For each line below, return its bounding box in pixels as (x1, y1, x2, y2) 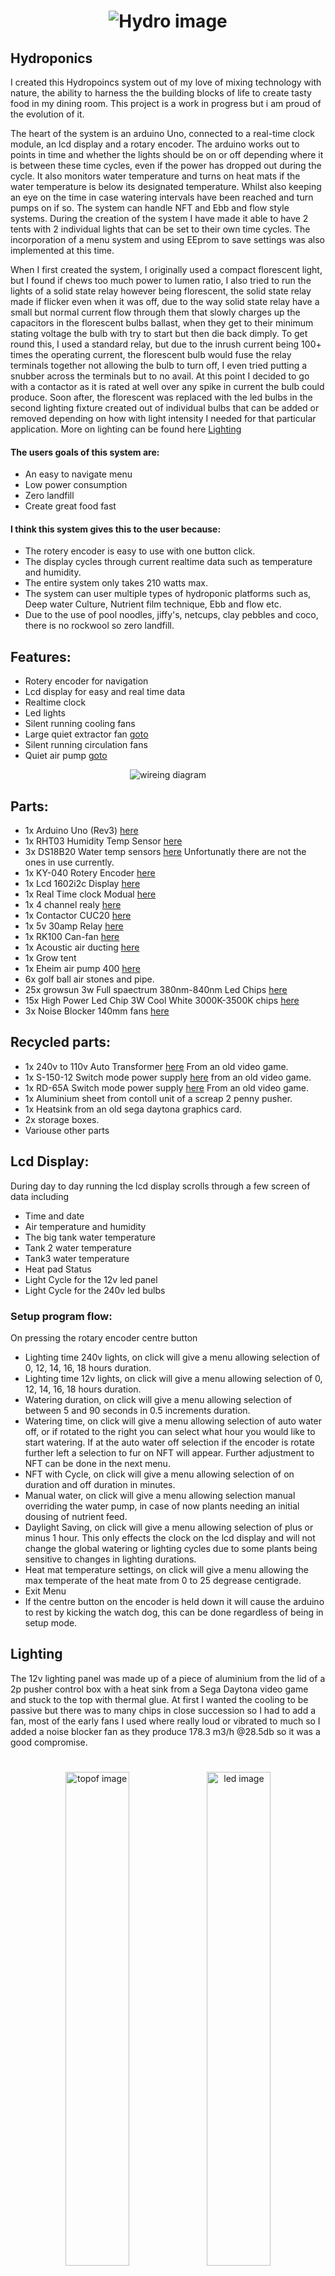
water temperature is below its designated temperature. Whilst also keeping (10, 181, 322, 192)
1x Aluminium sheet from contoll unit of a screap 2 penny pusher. (24, 1092, 293, 1104)
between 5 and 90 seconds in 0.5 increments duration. (24, 1404, 251, 1416)
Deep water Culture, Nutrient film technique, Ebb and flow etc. (24, 598, 282, 610)
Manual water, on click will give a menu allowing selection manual (24, 1489, 296, 1501)
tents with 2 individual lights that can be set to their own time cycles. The (10, 223, 311, 235)
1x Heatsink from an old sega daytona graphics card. (24, 1103, 243, 1115)
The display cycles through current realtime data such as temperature (24, 556, 313, 568)
